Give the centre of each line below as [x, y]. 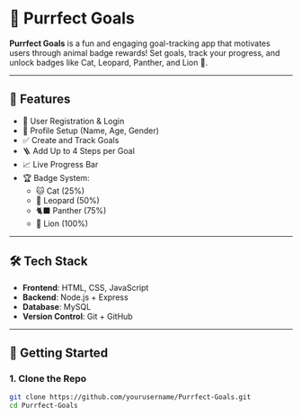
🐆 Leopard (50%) [68, 200]
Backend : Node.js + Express [75, 297]
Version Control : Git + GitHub [77, 316]
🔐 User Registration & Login [73, 121]
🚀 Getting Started [59, 353]
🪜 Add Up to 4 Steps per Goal [78, 150]
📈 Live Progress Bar [60, 164]
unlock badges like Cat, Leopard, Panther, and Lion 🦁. [109, 62]
